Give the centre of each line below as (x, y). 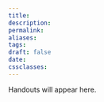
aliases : (23, 38)
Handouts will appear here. (52, 89)
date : (17, 60)
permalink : (26, 30)
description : (30, 23)
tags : (17, 45)
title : (19, 15)
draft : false (30, 52)
